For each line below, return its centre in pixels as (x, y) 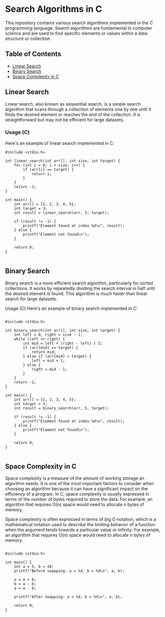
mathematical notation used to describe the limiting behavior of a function (80, 525)
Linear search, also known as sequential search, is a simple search (73, 104)
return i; (41, 174)
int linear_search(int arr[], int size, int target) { (63, 161)
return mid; (44, 352)
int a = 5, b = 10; (34, 567)
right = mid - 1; (49, 369)
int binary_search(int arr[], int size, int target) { (63, 330)
